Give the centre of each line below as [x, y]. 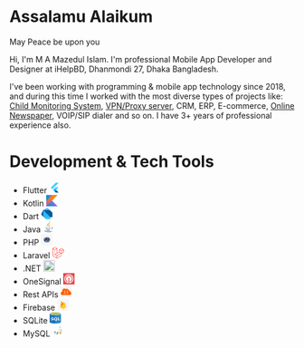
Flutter [35, 190]
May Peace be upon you [55, 42]
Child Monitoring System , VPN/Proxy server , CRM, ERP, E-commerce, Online [152, 105]
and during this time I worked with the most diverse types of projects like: [146, 96]
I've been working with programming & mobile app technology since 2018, [148, 86]
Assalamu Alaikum [81, 17]
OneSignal [42, 281]
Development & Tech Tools [112, 162]
